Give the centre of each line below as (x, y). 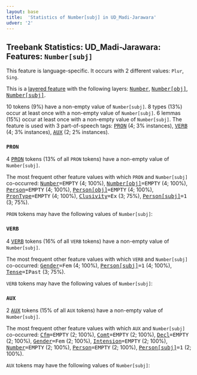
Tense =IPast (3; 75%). (36, 272)
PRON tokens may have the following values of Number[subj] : (79, 214)
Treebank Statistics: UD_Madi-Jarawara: (84, 47)
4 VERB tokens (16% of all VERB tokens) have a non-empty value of (88, 241)
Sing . (13, 77)
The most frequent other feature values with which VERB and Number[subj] (97, 259)
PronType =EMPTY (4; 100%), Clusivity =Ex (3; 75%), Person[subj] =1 (97, 196)
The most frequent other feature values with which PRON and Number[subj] (97, 177)
